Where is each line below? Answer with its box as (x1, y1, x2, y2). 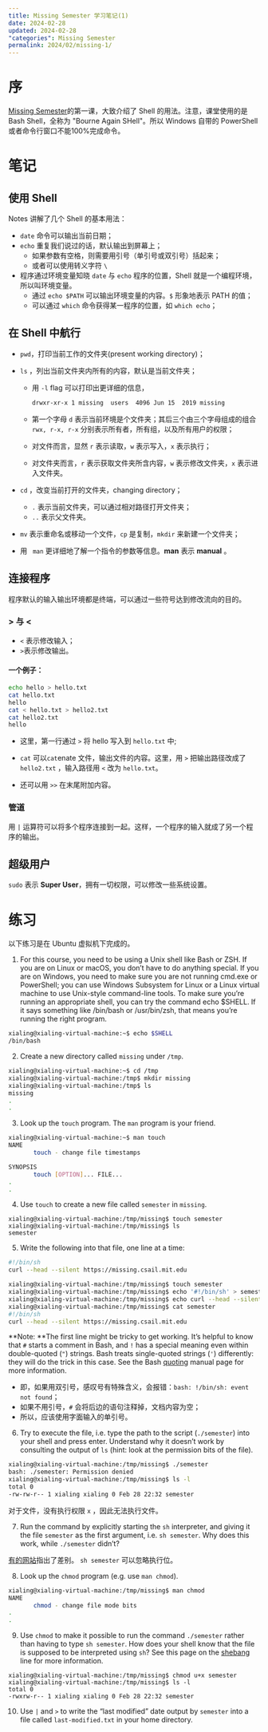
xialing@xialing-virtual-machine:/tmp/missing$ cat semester (8, 1303, 216, 1311)
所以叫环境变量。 (19, 281, 77, 291)
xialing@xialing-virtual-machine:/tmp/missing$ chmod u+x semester (8, 1671, 238, 1680)
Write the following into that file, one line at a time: (19, 1243, 185, 1253)
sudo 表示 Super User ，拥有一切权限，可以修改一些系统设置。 (8, 880, 211, 890)
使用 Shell (8, 191, 57, 204)
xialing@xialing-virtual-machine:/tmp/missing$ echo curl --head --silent (8, 1295, 262, 1303)
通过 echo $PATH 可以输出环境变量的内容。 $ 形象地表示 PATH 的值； (31, 291, 253, 300)
